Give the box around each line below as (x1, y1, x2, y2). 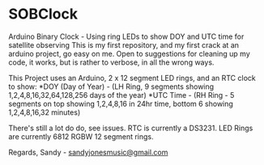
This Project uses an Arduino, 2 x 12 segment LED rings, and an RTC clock (8, 73, 257, 82)
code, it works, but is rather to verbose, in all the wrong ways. (8, 57, 215, 67)
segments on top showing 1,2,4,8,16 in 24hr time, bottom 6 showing (8, 99, 233, 108)
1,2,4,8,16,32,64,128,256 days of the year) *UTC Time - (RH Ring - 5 (8, 90, 235, 99)
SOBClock (8, 5, 79, 23)
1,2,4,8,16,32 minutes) (8, 107, 81, 117)
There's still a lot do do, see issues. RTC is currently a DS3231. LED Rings (8, 123, 253, 133)
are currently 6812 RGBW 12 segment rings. (8, 131, 154, 142)
